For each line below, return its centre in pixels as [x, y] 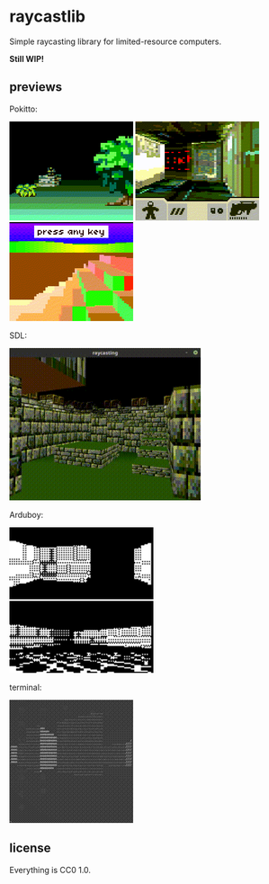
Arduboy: [27, 514]
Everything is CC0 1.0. [50, 870]
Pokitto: [23, 109]
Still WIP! [27, 58]
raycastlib [47, 17]
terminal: [26, 687]
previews [36, 87]
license [30, 848]
